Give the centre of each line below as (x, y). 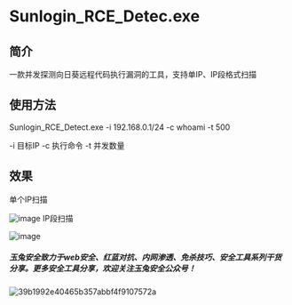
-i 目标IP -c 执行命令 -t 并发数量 (67, 145)
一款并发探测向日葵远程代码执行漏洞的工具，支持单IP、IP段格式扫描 (133, 74)
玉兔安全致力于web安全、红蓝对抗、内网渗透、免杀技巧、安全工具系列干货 (146, 257)
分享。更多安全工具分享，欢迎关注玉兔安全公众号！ (103, 269)
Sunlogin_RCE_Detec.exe (105, 16)
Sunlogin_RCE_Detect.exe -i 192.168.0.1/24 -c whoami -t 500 (120, 127)
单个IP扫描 (28, 199)
